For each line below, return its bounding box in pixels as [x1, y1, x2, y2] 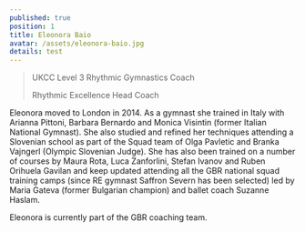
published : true [9, 13, 71, 23]
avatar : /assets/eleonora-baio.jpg [9, 38, 145, 48]
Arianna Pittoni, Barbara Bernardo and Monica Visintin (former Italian [9, 117, 267, 128]
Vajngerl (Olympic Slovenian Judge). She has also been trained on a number [9, 146, 296, 157]
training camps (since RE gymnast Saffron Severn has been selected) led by [9, 175, 295, 187]
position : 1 [9, 22, 55, 31]
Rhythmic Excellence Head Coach [31, 90, 159, 101]
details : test [9, 47, 64, 56]
